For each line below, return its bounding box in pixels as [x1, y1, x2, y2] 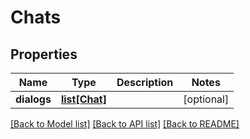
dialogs [15, 92, 52, 106]
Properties [10, 46, 78, 63]
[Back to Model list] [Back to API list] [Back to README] [10, 118, 240, 130]
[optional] [183, 92, 230, 106]
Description [116, 76, 174, 89]
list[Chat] [60, 92, 107, 106]
